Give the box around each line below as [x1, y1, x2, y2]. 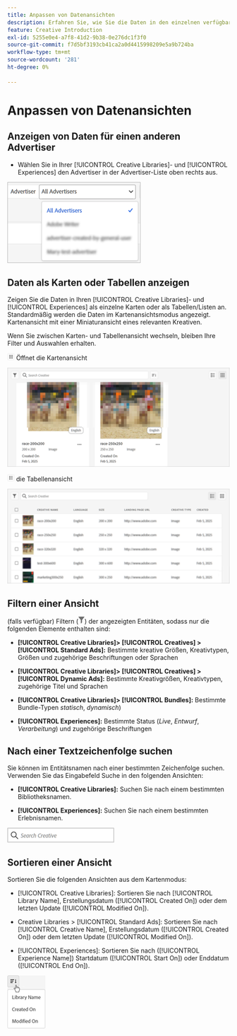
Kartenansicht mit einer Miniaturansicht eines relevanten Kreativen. [7, 318, 202, 327]
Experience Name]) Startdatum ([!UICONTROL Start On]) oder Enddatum [17, 953, 229, 962]
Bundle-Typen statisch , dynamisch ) [17, 704, 121, 712]
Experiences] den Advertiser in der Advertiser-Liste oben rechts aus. [17, 168, 218, 176]
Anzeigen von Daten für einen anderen [7, 131, 181, 143]
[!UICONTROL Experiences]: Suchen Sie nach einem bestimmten [17, 806, 209, 815]
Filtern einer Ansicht [7, 598, 99, 610]
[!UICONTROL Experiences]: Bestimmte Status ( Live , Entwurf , [17, 717, 200, 726]
